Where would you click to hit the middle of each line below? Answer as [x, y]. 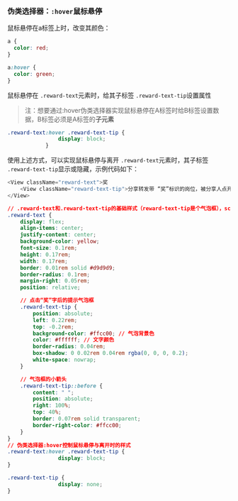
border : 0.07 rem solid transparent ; [87, 419]
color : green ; [34, 74]
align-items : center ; [52, 229]
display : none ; [80, 484]
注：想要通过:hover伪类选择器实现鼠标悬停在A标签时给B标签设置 [119, 110]
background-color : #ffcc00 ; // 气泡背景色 [93, 334]
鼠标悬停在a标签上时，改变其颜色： [59, 28]
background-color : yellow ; [60, 242]
